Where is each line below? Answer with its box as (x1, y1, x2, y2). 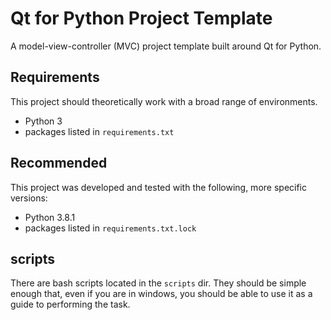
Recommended (10, 155, 108, 172)
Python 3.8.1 (24, 211, 76, 223)
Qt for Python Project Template (10, 7, 273, 30)
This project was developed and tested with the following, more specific (10, 181, 307, 193)
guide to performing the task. (10, 298, 131, 311)
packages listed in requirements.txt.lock (24, 222, 197, 234)
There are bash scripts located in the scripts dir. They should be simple (10, 277, 307, 289)
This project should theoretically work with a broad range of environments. (10, 95, 318, 107)
